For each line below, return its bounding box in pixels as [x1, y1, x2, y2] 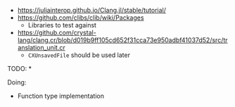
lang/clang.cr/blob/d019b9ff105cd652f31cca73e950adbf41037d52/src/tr [17, 36, 228, 44]
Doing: [7, 78, 27, 87]
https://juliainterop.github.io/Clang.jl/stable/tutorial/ [17, 6, 167, 14]
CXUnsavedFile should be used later [27, 51, 130, 59]
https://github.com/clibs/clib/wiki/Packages [17, 13, 144, 22]
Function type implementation [17, 92, 104, 100]
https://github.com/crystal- [17, 28, 96, 37]
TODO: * [7, 65, 32, 73]
